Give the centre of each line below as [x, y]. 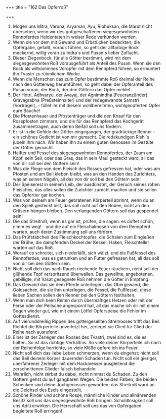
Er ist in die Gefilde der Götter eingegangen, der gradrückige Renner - [84, 132]
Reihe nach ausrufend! [36, 332]
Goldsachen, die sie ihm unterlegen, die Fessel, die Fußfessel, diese [82, 290]
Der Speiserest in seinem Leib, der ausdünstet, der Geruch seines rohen [86, 184]
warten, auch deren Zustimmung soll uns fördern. [63, 232]
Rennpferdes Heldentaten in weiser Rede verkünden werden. [75, 37]
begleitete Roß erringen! [37, 411]
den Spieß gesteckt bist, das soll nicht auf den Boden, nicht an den [81, 206]
